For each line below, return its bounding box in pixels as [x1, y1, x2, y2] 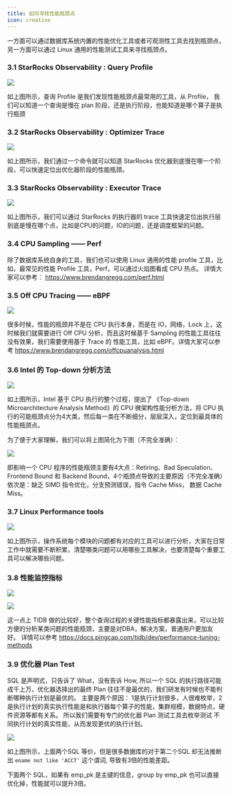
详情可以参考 [20, 633, 57, 641]
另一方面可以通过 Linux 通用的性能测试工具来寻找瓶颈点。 [7, 45, 171, 53]
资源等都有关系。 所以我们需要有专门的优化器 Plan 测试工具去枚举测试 [12, 711, 213, 719]
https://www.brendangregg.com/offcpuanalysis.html [14, 346, 164, 354]
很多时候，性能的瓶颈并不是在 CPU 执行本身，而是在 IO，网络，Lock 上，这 [7, 320, 222, 329]
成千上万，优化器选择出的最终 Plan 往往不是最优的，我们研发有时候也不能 [7, 685, 217, 694]
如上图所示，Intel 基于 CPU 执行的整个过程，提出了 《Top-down [7, 395, 190, 403]
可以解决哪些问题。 [12, 554, 68, 562]
